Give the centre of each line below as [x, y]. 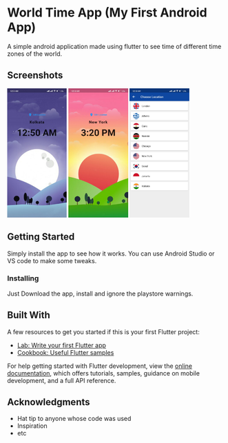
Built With [29, 315]
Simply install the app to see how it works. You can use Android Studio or [111, 254]
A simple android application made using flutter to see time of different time [114, 46]
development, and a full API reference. [62, 380]
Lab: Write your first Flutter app [62, 345]
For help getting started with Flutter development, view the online [100, 366]
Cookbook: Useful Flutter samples [65, 352]
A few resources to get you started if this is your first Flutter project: [103, 331]
